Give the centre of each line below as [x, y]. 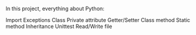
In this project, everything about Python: [55, 9]
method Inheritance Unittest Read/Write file [59, 26]
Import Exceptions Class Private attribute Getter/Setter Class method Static [98, 20]
